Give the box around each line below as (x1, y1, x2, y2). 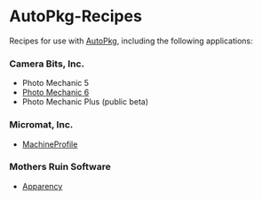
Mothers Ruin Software (9, 161, 111, 173)
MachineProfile (21, 139, 78, 150)
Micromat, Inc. (9, 119, 74, 131)
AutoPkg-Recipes (9, 6, 142, 27)
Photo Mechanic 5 (21, 78, 90, 88)
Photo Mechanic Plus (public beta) (21, 96, 149, 107)
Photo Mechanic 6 (21, 87, 90, 98)
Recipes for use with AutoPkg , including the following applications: (9, 35, 253, 46)
